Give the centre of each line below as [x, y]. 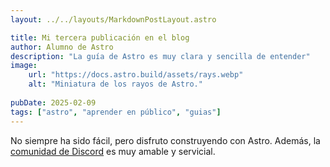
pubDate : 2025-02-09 [53, 102]
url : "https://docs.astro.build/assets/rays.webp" [136, 75]
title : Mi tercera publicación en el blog [100, 37]
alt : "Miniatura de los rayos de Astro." [115, 84]
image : [24, 66]
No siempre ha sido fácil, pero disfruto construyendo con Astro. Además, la [165, 140]
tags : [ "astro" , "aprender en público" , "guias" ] [116, 112]
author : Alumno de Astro [62, 47]
